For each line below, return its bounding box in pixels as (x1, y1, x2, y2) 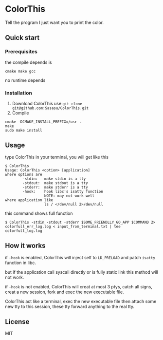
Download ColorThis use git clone (12, 100, 83, 106)
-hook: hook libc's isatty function (22, 189, 104, 194)
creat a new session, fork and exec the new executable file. (5, 289, 124, 295)
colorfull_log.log (5, 228, 42, 233)
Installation (5, 89, 33, 96)
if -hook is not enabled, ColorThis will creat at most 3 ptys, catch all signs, (5, 283, 152, 289)
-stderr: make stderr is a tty (22, 185, 89, 189)
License (5, 318, 30, 326)
